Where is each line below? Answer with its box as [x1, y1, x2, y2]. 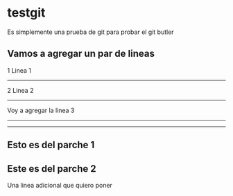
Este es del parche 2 [7, 163, 96, 175]
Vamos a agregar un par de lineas [7, 48, 155, 60]
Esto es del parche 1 [7, 139, 95, 151]
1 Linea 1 [7, 66, 32, 74]
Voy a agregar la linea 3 [7, 106, 75, 114]
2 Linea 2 [7, 86, 34, 94]
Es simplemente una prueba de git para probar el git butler [7, 28, 175, 36]
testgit [7, 5, 46, 21]
